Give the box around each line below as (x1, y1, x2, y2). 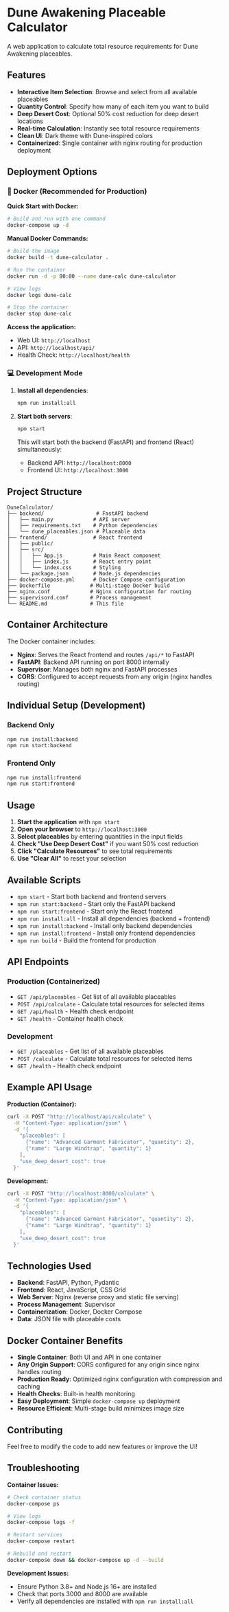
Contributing (7, 1424, 63, 1436)
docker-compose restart (7, 1538, 75, 1545)
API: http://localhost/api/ (16, 344, 95, 352)
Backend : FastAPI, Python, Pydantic (16, 1279, 119, 1287)
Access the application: (7, 323, 77, 331)
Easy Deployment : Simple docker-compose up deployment (16, 1397, 180, 1405)
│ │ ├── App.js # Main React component (7, 552, 161, 560)
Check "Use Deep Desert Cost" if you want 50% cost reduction (16, 840, 199, 848)
